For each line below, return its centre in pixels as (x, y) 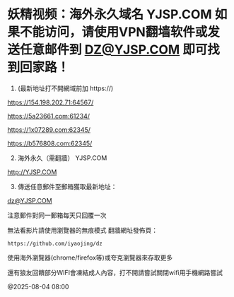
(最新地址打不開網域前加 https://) (65, 88)
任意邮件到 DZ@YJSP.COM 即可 (114, 50)
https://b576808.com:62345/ (50, 143)
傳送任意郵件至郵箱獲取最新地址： (67, 186)
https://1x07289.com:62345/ (49, 129)
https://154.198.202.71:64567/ (51, 102)
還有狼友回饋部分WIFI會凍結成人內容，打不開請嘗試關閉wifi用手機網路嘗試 (115, 272)
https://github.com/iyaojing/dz (55, 243)
